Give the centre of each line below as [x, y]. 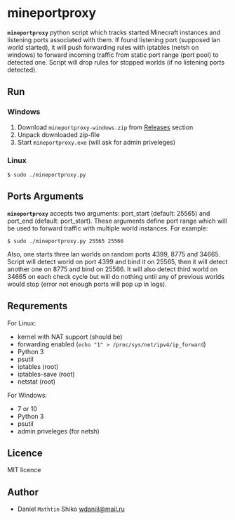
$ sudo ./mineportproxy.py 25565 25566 [66, 241]
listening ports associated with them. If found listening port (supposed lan [114, 39]
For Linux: [22, 323]
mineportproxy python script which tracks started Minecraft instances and [114, 32]
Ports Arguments [46, 196]
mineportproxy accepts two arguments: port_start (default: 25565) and [109, 213]
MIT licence [24, 470]
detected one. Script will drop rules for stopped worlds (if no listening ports [116, 62]
